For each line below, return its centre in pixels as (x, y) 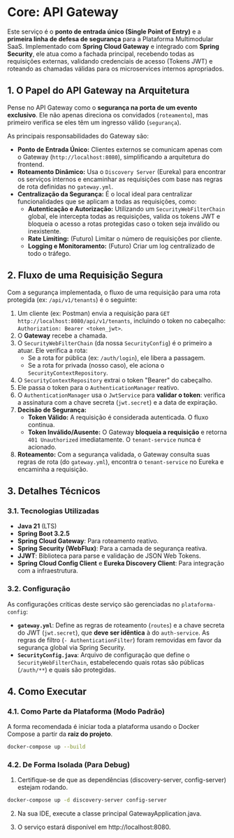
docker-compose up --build (46, 747)
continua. (41, 424)
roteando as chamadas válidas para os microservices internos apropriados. (116, 68)
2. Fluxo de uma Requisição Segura (85, 276)
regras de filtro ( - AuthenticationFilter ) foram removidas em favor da (119, 640)
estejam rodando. (43, 788)
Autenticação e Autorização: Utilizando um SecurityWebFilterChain (126, 209)
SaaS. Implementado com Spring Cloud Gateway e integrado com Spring (114, 46)
